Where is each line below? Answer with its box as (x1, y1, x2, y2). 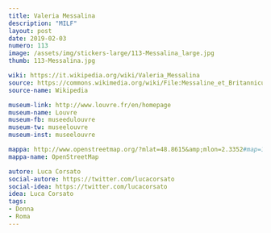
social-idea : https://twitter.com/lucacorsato (8, 182, 168, 190)
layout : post (8, 27, 52, 35)
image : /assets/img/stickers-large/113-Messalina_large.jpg (8, 49, 215, 57)
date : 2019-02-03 (8, 34, 67, 43)
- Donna (8, 205, 35, 214)
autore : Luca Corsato (8, 167, 81, 176)
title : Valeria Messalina (8, 11, 95, 20)
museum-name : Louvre (8, 108, 78, 117)
